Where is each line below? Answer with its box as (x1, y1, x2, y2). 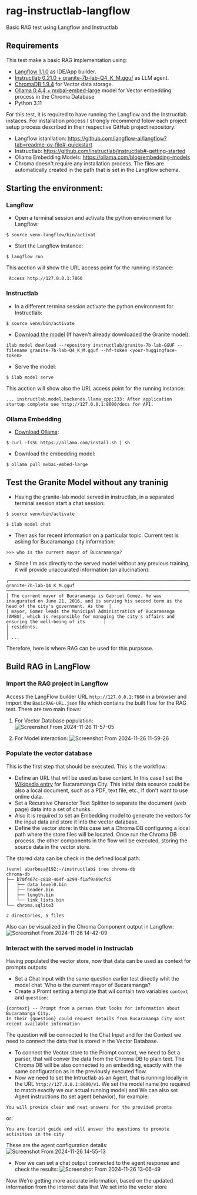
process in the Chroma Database (14, 93, 95, 100)
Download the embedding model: (14, 450, 96, 457)
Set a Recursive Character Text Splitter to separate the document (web (14, 799, 186, 806)
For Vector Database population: (14, 717, 94, 724)
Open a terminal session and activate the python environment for (14, 214, 172, 222)
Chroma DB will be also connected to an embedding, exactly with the (14, 1062, 182, 1069)
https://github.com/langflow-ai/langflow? (67, 135, 167, 142)
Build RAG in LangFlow (6, 662, 91, 672)
